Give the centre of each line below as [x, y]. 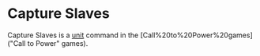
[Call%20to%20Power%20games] [197, 35]
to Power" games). [58, 43]
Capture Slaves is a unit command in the [73, 35]
